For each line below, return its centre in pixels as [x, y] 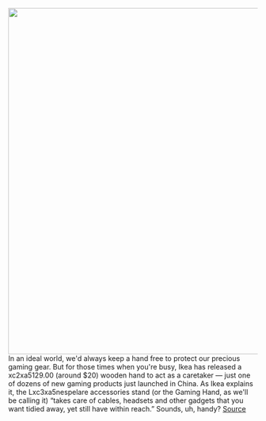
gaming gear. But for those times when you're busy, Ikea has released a [125, 367]
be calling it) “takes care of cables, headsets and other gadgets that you [126, 400]
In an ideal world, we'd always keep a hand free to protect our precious [124, 358]
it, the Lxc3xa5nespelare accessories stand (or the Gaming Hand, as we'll [128, 392]
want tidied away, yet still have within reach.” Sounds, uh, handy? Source [127, 409]
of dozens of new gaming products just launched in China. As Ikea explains [131, 383]
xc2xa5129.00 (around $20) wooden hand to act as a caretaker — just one [129, 375]
